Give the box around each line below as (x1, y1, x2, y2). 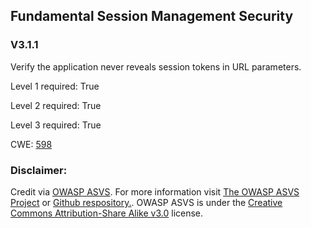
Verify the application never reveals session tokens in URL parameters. (10, 60, 302, 73)
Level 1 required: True (10, 80, 100, 92)
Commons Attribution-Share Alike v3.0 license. (10, 207, 204, 219)
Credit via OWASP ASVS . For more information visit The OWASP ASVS (10, 185, 300, 198)
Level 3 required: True (10, 119, 102, 131)
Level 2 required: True (10, 99, 102, 111)
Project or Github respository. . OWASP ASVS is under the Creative (10, 196, 283, 208)
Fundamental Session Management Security (10, 8, 294, 25)
